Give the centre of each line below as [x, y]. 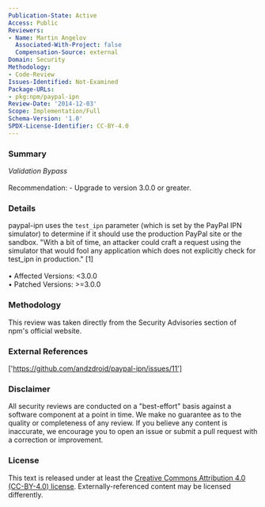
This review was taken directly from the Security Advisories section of [123, 322]
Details [22, 208]
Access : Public [33, 23]
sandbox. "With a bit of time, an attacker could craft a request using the [125, 242]
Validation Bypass [38, 171]
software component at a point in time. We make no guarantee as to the [125, 415]
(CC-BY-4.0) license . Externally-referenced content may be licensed [120, 486]
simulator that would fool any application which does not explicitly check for [132, 251]
